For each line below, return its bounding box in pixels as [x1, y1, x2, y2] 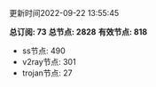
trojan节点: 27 [21, 67, 73, 78]
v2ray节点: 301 [21, 57, 77, 67]
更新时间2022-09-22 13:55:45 [9, 8, 120, 18]
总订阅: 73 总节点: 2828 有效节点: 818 [9, 27, 148, 37]
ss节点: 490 [21, 45, 66, 56]
